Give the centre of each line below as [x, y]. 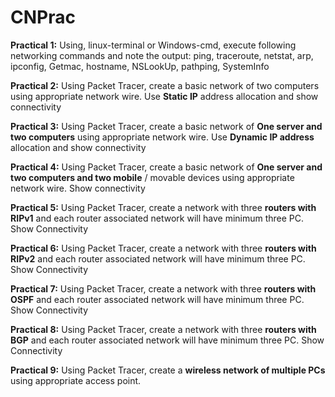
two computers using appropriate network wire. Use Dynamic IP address [162, 137]
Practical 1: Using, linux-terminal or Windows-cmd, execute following [153, 45]
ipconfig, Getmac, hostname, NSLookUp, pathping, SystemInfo [140, 66]
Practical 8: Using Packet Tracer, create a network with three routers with [163, 329]
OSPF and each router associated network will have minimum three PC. [157, 299]
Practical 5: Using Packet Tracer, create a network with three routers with [163, 207]
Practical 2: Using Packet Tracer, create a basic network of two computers [165, 85]
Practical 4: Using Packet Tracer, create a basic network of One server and [166, 167]
